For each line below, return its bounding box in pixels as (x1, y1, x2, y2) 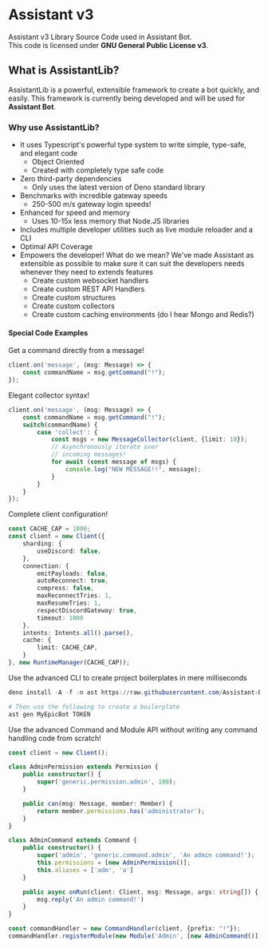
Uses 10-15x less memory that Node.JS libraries (31, 216, 190, 226)
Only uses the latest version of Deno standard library (31, 182, 206, 192)
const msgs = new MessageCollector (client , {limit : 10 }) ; (50, 435, 248, 444)
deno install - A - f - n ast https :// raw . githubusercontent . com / (8, 688, 223, 696)
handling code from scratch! (8, 733, 101, 743)
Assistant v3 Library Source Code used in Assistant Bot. (8, 32, 192, 42)
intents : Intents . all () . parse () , (22, 629, 134, 637)
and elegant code (19, 149, 78, 158)
